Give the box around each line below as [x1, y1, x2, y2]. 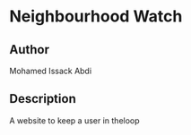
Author [9, 42, 49, 57]
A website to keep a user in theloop [9, 114, 141, 126]
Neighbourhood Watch [9, 6, 183, 27]
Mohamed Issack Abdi [9, 65, 92, 76]
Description [9, 91, 76, 106]
